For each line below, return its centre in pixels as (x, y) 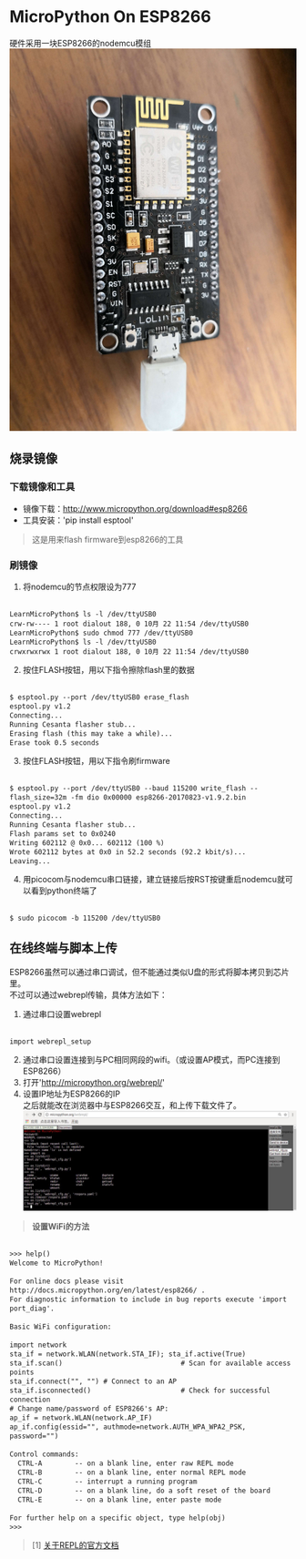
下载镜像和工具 (42, 487)
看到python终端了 (64, 891)
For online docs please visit (67, 1281)
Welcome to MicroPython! (56, 1263)
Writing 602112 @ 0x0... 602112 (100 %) (87, 843)
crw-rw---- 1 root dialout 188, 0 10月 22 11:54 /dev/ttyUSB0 (129, 624)
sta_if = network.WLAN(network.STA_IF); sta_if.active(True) (128, 1354)
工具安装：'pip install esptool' (78, 520)
